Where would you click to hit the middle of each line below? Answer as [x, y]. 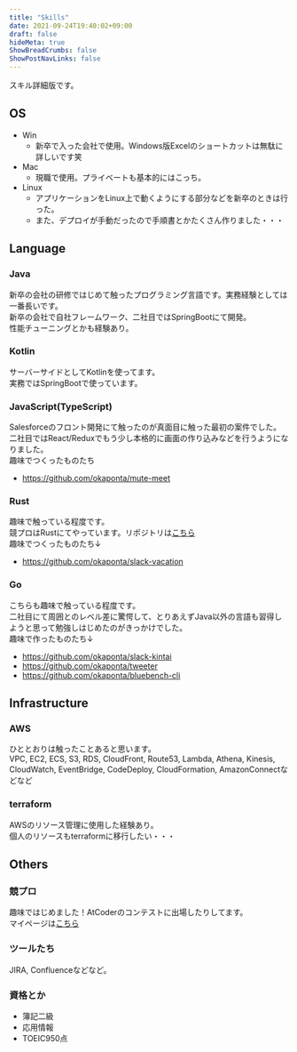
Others [29, 865]
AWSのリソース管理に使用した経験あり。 [84, 824]
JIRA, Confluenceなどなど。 [60, 969]
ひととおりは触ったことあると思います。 [83, 749]
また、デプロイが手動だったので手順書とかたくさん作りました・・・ [160, 220]
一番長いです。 [36, 305]
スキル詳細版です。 [44, 85]
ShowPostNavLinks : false [55, 59]
